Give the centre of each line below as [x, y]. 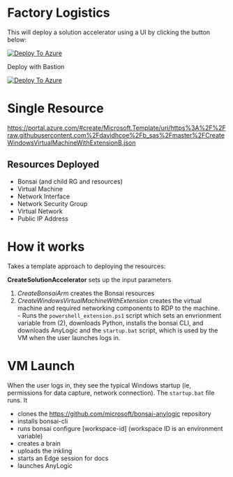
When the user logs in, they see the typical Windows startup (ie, [99, 385]
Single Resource [55, 109]
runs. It [17, 400]
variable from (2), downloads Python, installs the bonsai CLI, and [110, 323]
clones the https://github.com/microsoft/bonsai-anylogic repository [114, 413]
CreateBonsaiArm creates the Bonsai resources [86, 293]
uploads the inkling [45, 450]
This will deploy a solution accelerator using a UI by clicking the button [109, 32]
